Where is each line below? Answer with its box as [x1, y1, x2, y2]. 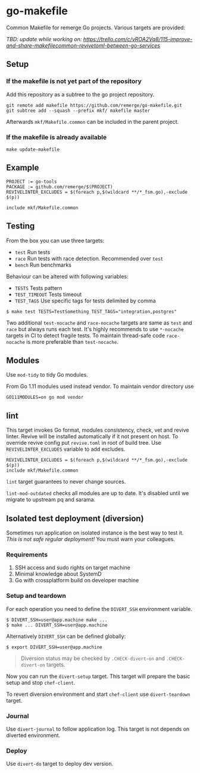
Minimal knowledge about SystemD [14, 570, 102, 578]
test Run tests [14, 248, 51, 255]
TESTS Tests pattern [14, 284, 62, 291]
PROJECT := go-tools [6, 178, 58, 185]
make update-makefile [6, 146, 60, 152]
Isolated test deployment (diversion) [6, 513, 144, 524]
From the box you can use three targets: [6, 237, 105, 244]
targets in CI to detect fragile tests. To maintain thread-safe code [6, 332, 165, 339]
